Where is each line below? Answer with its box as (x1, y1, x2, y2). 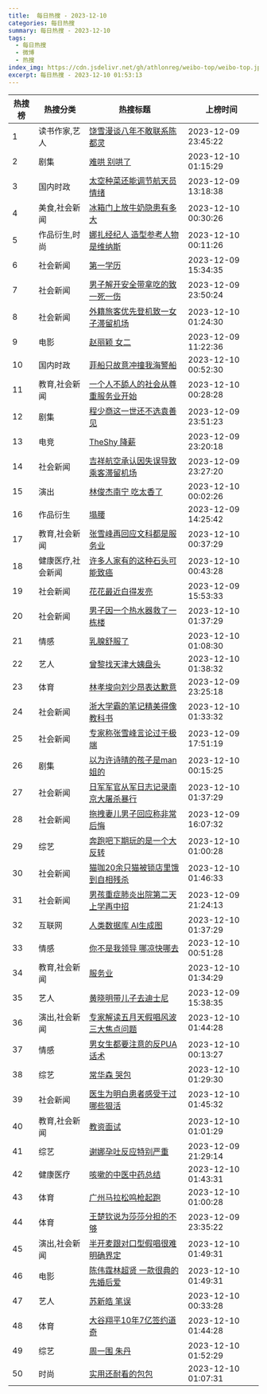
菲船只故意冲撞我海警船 (88, 360, 177, 371)
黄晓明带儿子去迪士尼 (88, 992, 169, 1003)
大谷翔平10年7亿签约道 (88, 1314, 176, 1325)
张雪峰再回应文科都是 (88, 528, 169, 539)
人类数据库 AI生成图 (88, 919, 163, 931)
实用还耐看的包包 (88, 1368, 153, 1380)
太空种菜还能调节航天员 (88, 175, 177, 186)
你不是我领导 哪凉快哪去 (88, 943, 179, 954)
